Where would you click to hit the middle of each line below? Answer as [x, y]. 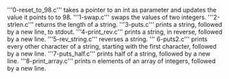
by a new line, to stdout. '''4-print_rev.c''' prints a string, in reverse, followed [115, 32]
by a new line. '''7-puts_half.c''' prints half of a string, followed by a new [109, 54]
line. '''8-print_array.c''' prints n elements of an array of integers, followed [111, 61]
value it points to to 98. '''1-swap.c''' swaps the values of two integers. [107, 17]
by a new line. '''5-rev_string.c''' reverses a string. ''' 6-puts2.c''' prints [107, 39]
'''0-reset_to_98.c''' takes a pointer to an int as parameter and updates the [112, 10]
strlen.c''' [21, 24]
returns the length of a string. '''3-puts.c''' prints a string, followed [129, 24]
